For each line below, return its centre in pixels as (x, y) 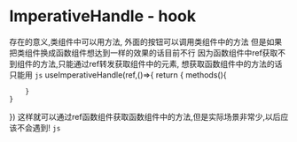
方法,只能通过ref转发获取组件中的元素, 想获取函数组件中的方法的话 (161, 64)
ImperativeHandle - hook (103, 16)
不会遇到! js (39, 127)
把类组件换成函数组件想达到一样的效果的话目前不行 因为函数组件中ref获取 (144, 52)
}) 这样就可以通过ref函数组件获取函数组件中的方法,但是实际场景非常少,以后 (145, 116)
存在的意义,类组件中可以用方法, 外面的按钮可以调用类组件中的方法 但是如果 (145, 41)
